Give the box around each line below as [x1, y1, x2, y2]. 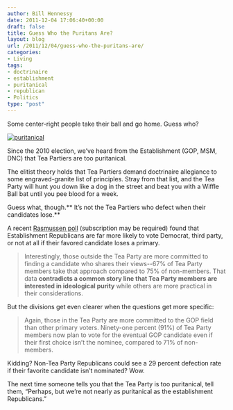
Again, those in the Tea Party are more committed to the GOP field [24, 315, 214, 324]
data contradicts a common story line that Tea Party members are [24, 274, 218, 282]
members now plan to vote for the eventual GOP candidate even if [24, 331, 213, 339]
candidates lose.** [7, 210, 60, 219]
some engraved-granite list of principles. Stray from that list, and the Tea [7, 174, 215, 183]
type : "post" [7, 101, 45, 108]
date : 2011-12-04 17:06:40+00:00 [7, 17, 104, 24]
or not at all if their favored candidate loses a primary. [7, 238, 161, 247]
